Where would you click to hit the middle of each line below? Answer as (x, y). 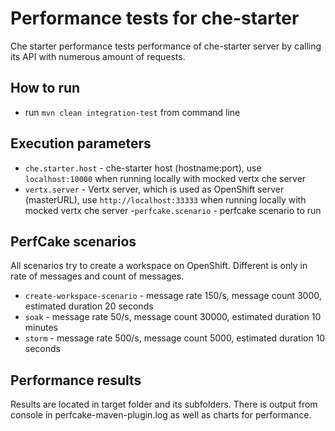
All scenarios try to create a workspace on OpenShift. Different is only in (159, 266)
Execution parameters (81, 143)
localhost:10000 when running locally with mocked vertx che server (165, 178)
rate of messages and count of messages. (97, 276)
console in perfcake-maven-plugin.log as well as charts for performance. (161, 415)
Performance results (76, 380)
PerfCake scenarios (73, 241)
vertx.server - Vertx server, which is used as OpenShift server (154, 189)
